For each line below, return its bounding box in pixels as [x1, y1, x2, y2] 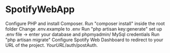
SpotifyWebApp [5, 4, 75, 15]
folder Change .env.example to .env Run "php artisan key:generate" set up [5, 25, 162, 32]
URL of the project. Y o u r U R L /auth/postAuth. [5, 42, 98, 48]
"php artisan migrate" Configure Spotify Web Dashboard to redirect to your [5, 37, 164, 43]
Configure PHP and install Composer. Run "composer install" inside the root [5, 20, 165, 26]
